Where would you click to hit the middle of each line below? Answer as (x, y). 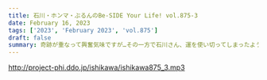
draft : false (30, 38)
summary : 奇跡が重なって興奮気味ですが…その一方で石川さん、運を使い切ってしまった (129, 45)
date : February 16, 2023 (49, 23)
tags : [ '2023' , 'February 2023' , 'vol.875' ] (83, 30)
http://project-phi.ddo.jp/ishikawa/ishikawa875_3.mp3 (97, 67)
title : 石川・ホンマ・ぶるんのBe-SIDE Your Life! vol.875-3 (103, 15)
